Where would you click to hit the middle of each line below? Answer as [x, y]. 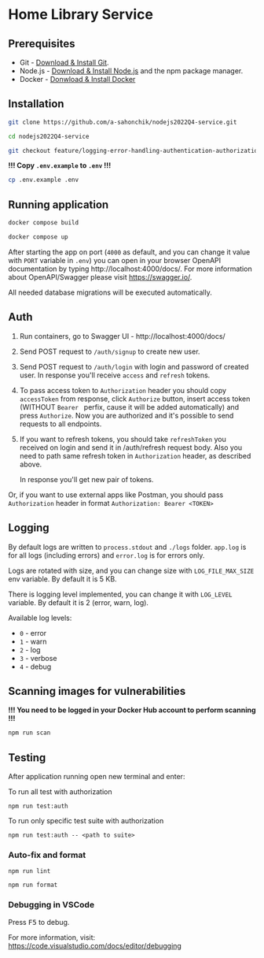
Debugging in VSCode [51, 905]
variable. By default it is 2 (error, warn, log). [79, 602]
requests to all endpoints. [60, 424]
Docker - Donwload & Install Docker [77, 79]
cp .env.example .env [44, 180]
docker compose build [44, 223]
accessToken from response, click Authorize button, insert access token [135, 399]
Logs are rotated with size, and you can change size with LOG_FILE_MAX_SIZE [131, 570]
